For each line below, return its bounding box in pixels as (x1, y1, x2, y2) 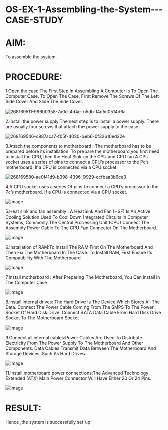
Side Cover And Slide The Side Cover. (5, 99, 84, 105)
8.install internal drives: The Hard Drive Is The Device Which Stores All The (5, 299, 160, 305)
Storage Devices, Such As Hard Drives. (5, 351, 87, 357)
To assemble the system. (5, 54, 57, 60)
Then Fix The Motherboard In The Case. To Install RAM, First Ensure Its (5, 250, 152, 256)
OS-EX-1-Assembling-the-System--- (5, 4, 163, 15)
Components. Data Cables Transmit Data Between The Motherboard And (5, 345, 156, 351)
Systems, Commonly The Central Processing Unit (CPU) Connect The (5, 220, 149, 226)
